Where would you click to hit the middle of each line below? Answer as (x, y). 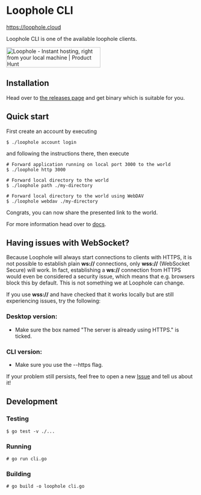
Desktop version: (32, 316)
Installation (28, 83)
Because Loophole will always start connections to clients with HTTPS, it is (99, 257)
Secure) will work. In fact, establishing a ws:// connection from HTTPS (94, 270)
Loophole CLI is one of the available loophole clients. (72, 38)
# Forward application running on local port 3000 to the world (88, 164)
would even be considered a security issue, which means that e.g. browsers (100, 277)
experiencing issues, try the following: (54, 301)
